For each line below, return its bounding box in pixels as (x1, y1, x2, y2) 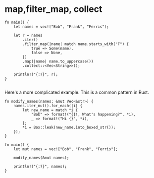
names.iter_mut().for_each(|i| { (13, 103, 83, 108)
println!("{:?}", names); (13, 164, 67, 169)
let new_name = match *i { (22, 108, 78, 113)
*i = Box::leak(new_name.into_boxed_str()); (22, 125, 116, 130)
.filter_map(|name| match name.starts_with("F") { (22, 41, 129, 47)
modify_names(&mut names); (13, 155, 69, 160)
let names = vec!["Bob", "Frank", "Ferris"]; (13, 24, 109, 29)
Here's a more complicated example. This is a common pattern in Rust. (4, 89, 149, 95)
